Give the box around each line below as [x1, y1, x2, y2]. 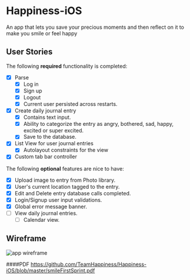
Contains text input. [23, 114, 71, 121]
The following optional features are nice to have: [6, 165, 125, 172]
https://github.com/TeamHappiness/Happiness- [30, 261, 147, 268]
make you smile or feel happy [6, 29, 78, 36]
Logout [23, 94, 41, 101]
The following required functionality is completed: [6, 62, 128, 69]
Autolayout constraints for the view [23, 146, 109, 154]
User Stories [6, 47, 53, 57]
